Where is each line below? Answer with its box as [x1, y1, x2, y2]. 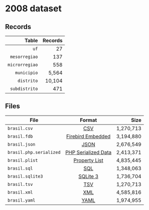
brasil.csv [7, 125, 33, 131]
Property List [73, 157, 103, 164]
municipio [15, 70, 38, 75]
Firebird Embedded [66, 133, 111, 140]
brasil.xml [7, 189, 33, 195]
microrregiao [7, 62, 38, 67]
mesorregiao [10, 54, 38, 60]
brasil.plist [7, 157, 38, 163]
